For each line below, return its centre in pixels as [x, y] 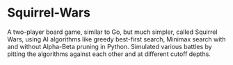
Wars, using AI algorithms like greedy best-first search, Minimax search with [116, 39]
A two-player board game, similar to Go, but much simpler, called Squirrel [112, 32]
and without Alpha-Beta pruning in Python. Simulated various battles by [110, 46]
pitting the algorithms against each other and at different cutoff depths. [109, 54]
